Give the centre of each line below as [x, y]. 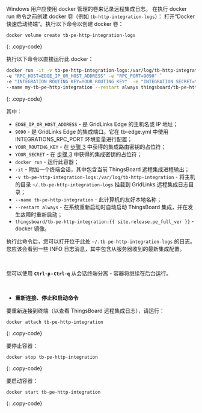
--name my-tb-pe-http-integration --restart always [72, 87]
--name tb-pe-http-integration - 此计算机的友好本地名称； [88, 199]
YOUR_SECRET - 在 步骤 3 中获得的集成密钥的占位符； [78, 154]
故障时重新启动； [41, 214]
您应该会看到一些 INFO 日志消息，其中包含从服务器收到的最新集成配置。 [96, 248]
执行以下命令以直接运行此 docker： [50, 59]
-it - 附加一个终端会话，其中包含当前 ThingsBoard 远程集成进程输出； [102, 169]
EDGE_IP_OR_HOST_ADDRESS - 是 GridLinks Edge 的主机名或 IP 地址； [96, 124]
